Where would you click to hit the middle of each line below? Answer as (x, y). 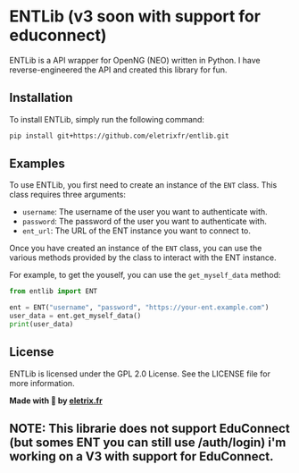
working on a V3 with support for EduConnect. (141, 456)
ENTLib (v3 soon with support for (135, 17)
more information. (42, 383)
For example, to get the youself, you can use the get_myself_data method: (145, 275)
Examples (37, 164)
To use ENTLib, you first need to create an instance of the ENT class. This (143, 185)
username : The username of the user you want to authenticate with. (145, 212)
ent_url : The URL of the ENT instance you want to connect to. (137, 231)
